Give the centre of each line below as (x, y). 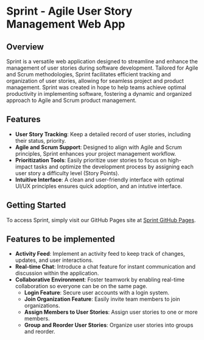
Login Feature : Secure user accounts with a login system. (97, 293)
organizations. (42, 306)
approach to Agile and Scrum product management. (72, 100)
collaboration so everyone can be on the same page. (81, 286)
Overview (25, 47)
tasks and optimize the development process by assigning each (114, 167)
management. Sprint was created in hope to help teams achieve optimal (97, 87)
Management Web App (66, 24)
